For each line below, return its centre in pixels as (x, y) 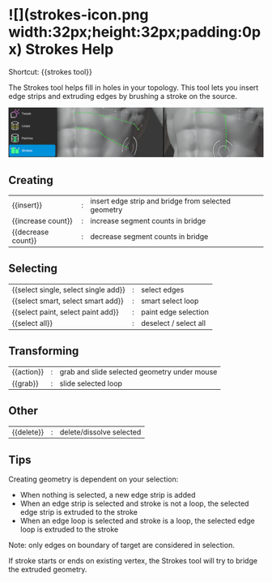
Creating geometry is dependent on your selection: (93, 479)
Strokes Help (70, 49)
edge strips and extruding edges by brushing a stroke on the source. (123, 96)
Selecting (33, 269)
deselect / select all (174, 323)
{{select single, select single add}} (68, 289)
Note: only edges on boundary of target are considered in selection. (121, 545)
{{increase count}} (42, 221)
